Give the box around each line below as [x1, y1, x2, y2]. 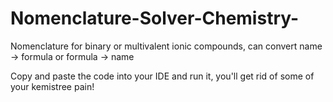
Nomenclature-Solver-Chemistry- [10, 7, 300, 30]
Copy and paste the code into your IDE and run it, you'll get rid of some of [10, 70, 315, 82]
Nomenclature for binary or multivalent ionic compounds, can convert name [10, 40, 323, 52]
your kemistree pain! [10, 80, 95, 92]
